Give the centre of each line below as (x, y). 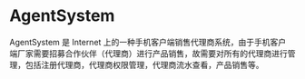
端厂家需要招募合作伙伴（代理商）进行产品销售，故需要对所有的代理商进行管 (152, 53)
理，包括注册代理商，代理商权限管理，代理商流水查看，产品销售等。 (137, 64)
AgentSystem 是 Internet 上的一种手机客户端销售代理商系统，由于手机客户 (148, 42)
